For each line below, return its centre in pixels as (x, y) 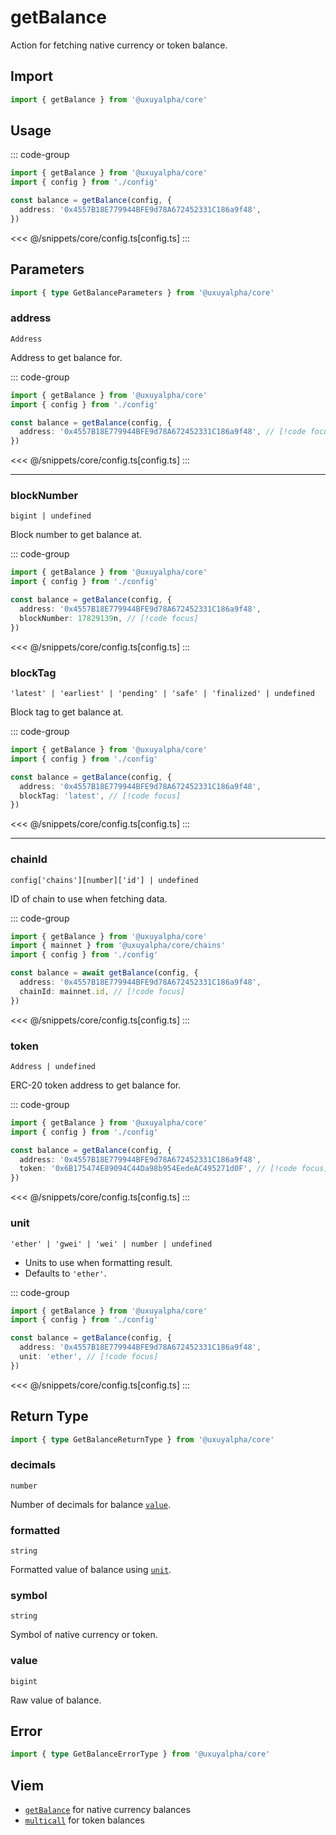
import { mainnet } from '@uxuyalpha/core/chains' (118, 946)
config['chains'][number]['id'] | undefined (104, 880)
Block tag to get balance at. (67, 712)
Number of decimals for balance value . (90, 1504)
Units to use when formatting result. (98, 1262)
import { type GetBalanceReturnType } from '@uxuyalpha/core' (142, 1439)
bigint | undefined (51, 516)
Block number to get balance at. (76, 535)
